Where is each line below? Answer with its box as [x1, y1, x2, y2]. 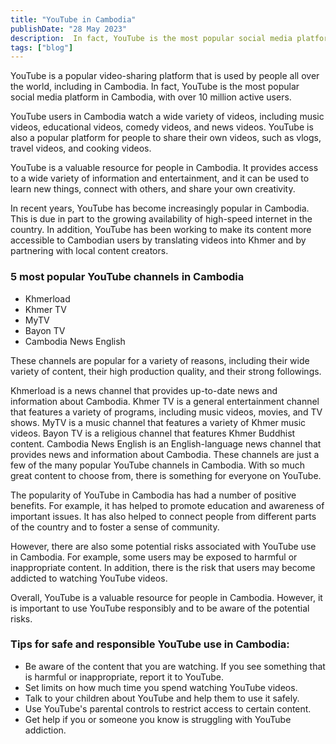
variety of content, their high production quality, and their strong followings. [10, 365, 322, 377]
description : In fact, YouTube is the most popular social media [10, 33, 293, 43]
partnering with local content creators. [10, 245, 169, 257]
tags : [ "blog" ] [10, 42, 74, 53]
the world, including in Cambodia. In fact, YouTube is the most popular [10, 81, 300, 93]
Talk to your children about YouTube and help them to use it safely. [24, 692, 300, 704]
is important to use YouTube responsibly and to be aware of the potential [10, 602, 310, 614]
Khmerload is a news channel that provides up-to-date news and [10, 384, 278, 396]
